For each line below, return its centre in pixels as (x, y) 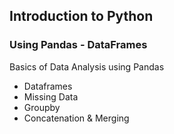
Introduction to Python (81, 16)
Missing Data (51, 96)
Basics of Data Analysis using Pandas (87, 66)
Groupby (42, 107)
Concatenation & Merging (76, 118)
